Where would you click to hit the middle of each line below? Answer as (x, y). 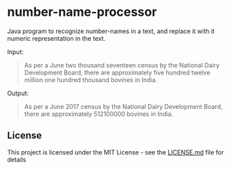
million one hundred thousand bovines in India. (91, 79)
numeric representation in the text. (56, 38)
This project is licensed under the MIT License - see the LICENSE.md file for (115, 152)
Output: (18, 93)
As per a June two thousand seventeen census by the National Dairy (122, 65)
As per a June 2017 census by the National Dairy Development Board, (123, 106)
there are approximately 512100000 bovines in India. (99, 114)
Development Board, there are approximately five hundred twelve (117, 72)
